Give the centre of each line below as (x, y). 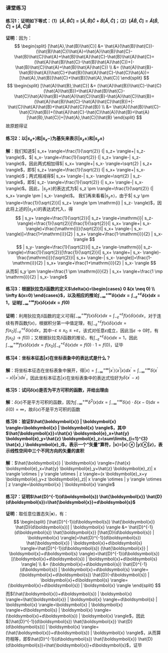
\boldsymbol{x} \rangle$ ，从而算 (127, 633)
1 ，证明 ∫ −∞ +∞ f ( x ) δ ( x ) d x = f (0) (38, 303)
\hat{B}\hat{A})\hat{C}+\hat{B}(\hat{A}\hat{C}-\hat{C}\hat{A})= (84, 73)
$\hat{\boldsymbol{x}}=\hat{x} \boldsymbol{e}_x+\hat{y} (68, 433)
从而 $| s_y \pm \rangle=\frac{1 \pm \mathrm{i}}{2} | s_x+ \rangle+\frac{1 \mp (84, 271)
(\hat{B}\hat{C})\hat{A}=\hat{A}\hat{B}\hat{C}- (84, 51)
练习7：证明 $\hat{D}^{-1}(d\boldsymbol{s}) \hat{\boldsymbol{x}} (76, 496)
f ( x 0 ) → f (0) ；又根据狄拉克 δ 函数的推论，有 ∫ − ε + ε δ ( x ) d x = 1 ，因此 (72, 338)
